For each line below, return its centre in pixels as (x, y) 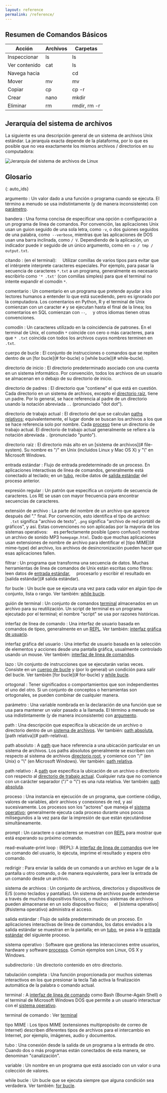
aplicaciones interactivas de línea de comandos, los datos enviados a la (79, 924)
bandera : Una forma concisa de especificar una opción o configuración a (81, 219)
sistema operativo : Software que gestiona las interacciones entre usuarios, (83, 944)
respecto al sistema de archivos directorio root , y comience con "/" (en (78, 756)
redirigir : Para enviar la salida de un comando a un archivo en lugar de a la (82, 868)
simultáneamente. (24, 823)
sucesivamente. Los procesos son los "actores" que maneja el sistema (78, 807)
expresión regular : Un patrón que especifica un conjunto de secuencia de (82, 490)
